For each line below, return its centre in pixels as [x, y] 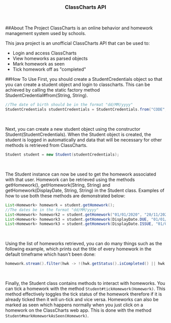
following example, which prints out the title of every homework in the [78, 249]
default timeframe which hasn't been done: [50, 254]
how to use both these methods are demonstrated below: [65, 196]
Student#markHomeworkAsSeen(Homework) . [47, 316]
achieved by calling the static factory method [53, 90]
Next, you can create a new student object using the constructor [73, 129]
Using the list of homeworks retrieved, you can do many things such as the [84, 244]
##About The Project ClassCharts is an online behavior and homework [79, 28]
